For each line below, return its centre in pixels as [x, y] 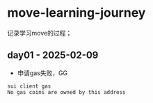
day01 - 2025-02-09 [53, 55]
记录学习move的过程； [40, 33]
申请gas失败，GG [42, 73]
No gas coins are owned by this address [67, 92]
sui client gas [29, 86]
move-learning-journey [76, 13]
